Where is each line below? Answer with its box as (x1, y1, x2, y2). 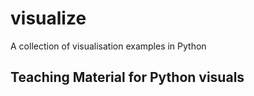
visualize (10, 7, 87, 30)
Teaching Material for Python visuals (10, 69, 245, 86)
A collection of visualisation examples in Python (10, 40, 207, 52)
